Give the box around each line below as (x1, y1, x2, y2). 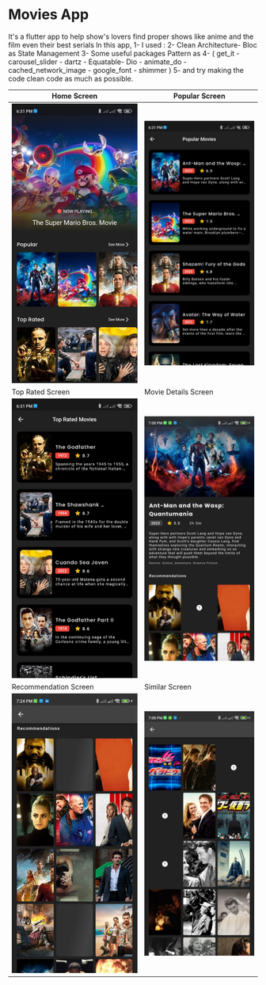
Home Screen (51, 91, 98, 101)
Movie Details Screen (144, 386, 214, 397)
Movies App (8, 6, 89, 24)
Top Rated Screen (11, 386, 70, 397)
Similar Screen (144, 682, 192, 691)
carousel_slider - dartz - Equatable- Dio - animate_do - (8, 57, 188, 67)
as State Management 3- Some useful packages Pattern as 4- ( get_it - (8, 48, 240, 58)
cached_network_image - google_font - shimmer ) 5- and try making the (8, 65, 244, 74)
